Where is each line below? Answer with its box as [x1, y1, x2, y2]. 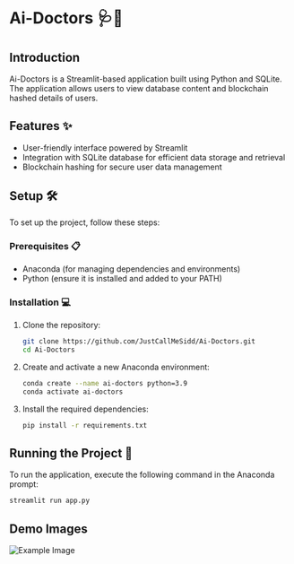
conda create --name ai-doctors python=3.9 [22, 378, 188, 387]
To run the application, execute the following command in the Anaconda [9, 469, 275, 481]
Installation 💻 [9, 296, 72, 308]
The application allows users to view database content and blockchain [9, 83, 269, 93]
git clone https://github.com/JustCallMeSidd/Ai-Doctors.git [22, 337, 256, 346]
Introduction [9, 49, 81, 65]
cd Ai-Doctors [22, 345, 75, 355]
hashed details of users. [9, 92, 99, 103]
